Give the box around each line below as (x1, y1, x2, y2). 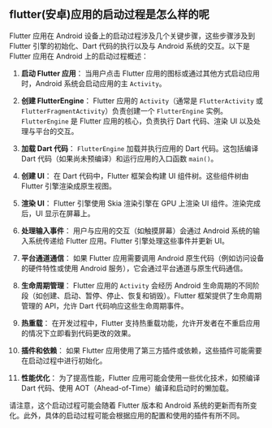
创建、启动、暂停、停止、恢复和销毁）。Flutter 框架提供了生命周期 (42, 291, 262, 300)
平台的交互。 (35, 126, 79, 136)
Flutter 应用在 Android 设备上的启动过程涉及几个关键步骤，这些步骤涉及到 (9, 31, 256, 41)
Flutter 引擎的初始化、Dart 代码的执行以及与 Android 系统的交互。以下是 (9, 41, 251, 50)
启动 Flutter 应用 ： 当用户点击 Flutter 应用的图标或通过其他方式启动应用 (20, 68, 261, 78)
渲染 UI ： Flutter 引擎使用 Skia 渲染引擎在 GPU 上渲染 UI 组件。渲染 (20, 198, 247, 208)
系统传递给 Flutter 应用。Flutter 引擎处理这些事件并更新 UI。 (28, 236, 230, 245)
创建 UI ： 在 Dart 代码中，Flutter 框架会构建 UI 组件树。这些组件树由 (20, 171, 249, 180)
